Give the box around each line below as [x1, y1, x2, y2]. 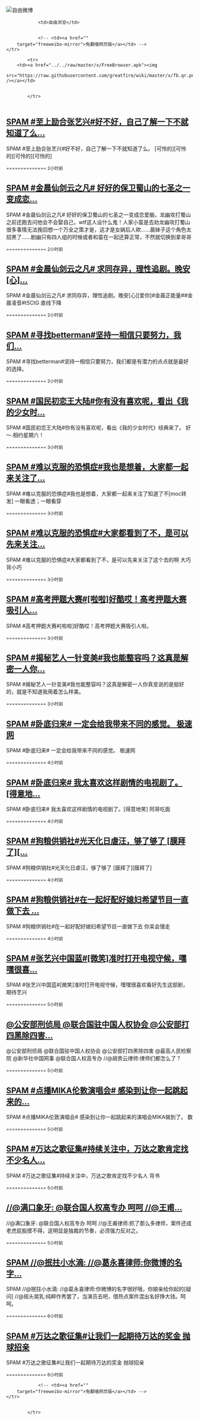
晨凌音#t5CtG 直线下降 [6, 300, 62, 307]
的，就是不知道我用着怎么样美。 [6, 688, 84, 695]
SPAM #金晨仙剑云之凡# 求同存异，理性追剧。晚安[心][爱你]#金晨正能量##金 [6, 292, 193, 299]
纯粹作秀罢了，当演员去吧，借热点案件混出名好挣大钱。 [45, 1293, 181, 1300]
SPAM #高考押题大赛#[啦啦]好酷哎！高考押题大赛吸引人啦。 [6, 622, 152, 629]
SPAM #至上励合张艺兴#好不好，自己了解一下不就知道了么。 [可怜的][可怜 [6, 145, 187, 152]
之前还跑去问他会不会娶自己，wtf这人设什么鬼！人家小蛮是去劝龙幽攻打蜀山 [6, 218, 191, 225]
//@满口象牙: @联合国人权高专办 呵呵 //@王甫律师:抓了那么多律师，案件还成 [6, 1220, 192, 1227]
